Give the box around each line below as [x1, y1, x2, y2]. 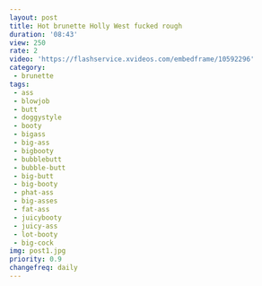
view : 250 [9, 38, 47, 48]
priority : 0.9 [9, 255, 63, 264]
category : [9, 64, 47, 73]
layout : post [9, 13, 58, 22]
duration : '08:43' [9, 30, 78, 39]
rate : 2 [9, 47, 39, 56]
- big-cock [13, 238, 54, 247]
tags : [9, 80, 30, 89]
